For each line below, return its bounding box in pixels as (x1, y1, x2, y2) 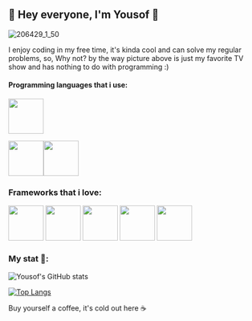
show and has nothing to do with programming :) (8, 62, 169, 71)
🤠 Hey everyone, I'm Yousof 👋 (8, 8, 159, 22)
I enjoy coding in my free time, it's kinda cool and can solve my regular (8, 45, 242, 55)
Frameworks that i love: (8, 186, 102, 197)
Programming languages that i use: (8, 80, 128, 90)
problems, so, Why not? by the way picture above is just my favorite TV (8, 53, 244, 63)
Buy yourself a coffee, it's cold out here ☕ (8, 303, 147, 313)
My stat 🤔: (8, 254, 49, 265)
